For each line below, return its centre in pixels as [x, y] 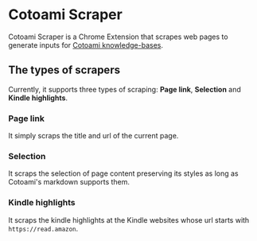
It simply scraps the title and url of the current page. [93, 136]
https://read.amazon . [43, 228]
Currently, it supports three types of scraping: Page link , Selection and [125, 89]
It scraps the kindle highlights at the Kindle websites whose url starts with [129, 220]
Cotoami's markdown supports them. [69, 182]
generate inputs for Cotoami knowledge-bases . [86, 45]
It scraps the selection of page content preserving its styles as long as [123, 173]
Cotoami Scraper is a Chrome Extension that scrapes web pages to [118, 37]
